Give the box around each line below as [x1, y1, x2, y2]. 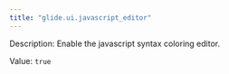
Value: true [9, 55, 52, 66]
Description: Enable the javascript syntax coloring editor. [9, 38, 220, 49]
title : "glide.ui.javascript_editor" [9, 13, 152, 23]
